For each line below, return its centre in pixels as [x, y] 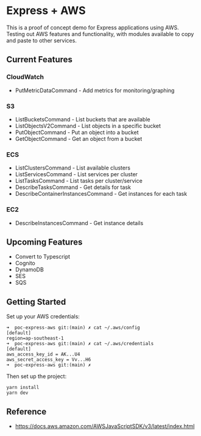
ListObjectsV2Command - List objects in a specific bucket [88, 126]
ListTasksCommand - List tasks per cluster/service [79, 181]
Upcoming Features [44, 242]
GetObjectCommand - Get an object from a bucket [79, 138]
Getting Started [36, 302]
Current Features [40, 59]
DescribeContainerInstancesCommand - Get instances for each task [101, 194]
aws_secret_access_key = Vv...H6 [49, 360]
